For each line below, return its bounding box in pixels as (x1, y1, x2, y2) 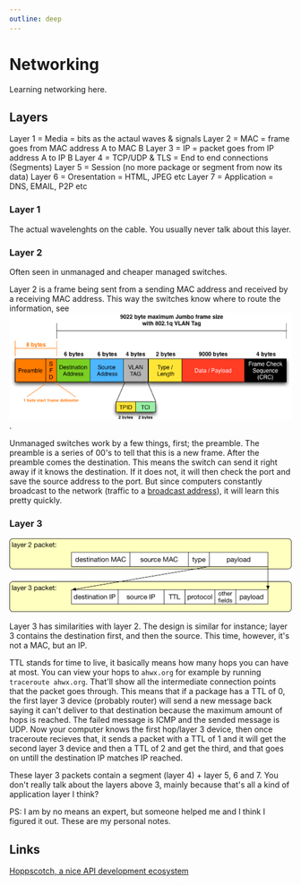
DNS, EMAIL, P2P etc (9, 181, 88, 192)
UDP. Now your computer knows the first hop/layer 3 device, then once (9, 724, 273, 735)
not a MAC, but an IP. (9, 640, 88, 651)
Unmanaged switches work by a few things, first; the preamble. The (9, 437, 260, 448)
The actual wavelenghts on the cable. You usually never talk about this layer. (9, 224, 291, 235)
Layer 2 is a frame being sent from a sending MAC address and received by (9, 283, 288, 295)
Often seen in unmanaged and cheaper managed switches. (9, 266, 228, 277)
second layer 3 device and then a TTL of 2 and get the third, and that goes (9, 743, 284, 754)
